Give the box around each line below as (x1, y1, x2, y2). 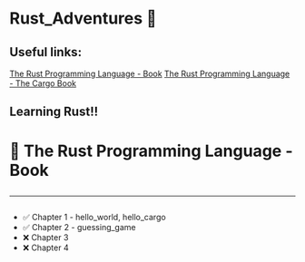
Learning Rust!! (9, 104, 99, 120)
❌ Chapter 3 (22, 231, 69, 243)
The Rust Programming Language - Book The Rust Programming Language (9, 68, 290, 79)
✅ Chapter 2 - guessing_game (22, 221, 136, 232)
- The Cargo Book (9, 78, 77, 89)
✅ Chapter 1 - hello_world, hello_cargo (22, 211, 166, 222)
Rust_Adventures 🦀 (9, 8, 157, 29)
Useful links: (9, 44, 83, 60)
